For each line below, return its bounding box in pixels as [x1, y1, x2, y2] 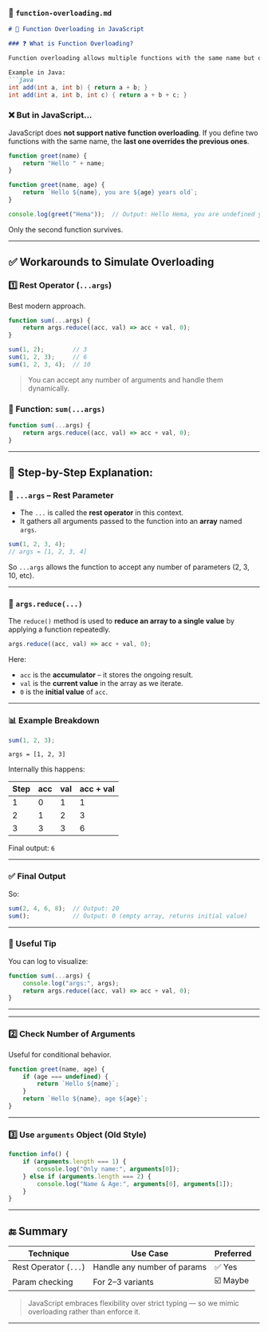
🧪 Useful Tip [8, 938, 57, 949]
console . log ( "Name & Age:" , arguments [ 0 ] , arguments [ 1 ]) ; [37, 1179, 234, 1188]
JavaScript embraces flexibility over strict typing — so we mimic [27, 1298, 239, 1308]
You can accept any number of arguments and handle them [27, 375, 223, 384]
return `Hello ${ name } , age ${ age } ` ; [22, 1095, 148, 1103]
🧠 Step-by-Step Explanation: [8, 466, 153, 480]
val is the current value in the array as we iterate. [19, 679, 183, 688]
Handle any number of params [93, 1262, 207, 1273]
